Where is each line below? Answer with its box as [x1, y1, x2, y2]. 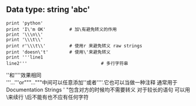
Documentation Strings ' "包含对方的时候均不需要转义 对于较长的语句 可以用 [6, 86, 190, 93]
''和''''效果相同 [6, 71, 42, 78]
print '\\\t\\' [6, 36, 44, 43]
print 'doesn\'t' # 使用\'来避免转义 [6, 49, 111, 55]
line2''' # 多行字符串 [6, 60, 128, 66]
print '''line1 [6, 54, 44, 60]
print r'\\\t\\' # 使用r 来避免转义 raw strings [6, 43, 142, 49]
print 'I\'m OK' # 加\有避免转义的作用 [6, 26, 117, 32]
